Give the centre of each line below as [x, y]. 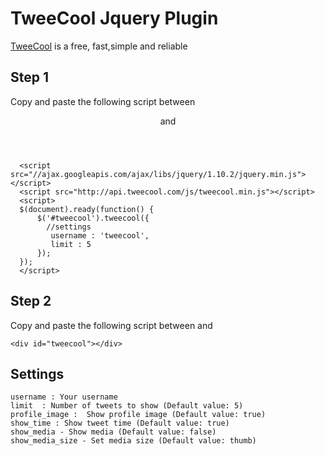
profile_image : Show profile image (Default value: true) [138, 415]
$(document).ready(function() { [87, 209]
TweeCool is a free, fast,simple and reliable [99, 46]
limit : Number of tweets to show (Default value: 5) [127, 406]
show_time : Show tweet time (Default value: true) [120, 423]
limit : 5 [71, 244]
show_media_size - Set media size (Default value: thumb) [133, 441]
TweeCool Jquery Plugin [114, 18]
